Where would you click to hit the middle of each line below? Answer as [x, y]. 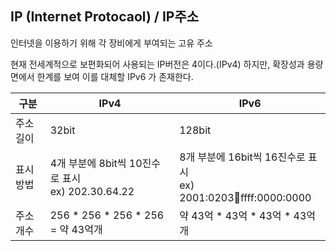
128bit [195, 130]
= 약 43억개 [76, 229]
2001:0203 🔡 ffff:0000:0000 [245, 197]
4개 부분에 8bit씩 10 [96, 163]
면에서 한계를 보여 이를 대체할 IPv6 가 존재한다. [102, 76]
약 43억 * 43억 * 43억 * [235, 215]
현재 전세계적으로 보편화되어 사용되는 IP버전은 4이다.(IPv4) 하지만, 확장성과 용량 [167, 64]
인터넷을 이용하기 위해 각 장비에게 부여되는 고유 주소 [111, 43]
